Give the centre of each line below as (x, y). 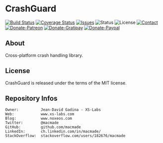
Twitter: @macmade (32, 123)
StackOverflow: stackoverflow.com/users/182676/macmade (65, 136)
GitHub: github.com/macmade (43, 127)
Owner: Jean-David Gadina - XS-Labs (53, 110)
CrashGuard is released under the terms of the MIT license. (66, 83)
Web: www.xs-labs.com (40, 114)
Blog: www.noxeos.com (39, 119)
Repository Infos (31, 98)
